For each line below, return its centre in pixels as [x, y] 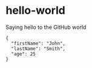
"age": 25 [23, 54]
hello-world [36, 11]
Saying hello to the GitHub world [46, 27]
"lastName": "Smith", [38, 49]
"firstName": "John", [38, 43]
